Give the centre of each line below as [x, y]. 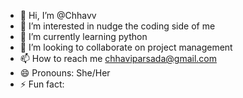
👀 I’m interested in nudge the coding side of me [117, 26]
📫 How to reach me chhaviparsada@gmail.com [118, 58]
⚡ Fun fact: [42, 84]
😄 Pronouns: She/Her [65, 73]
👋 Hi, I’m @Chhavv [58, 15]
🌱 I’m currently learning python [83, 36]
